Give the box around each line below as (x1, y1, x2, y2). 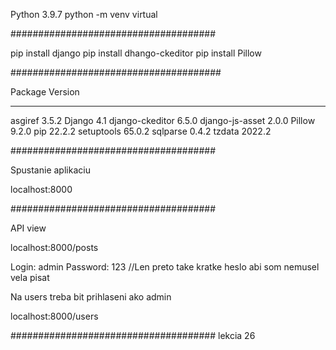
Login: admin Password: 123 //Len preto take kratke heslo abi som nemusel (10, 261, 320, 273)
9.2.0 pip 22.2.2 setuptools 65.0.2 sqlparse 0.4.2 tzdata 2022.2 (10, 125, 272, 137)
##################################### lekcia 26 (10, 330, 256, 341)
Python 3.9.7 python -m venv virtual (10, 9, 158, 20)
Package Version (10, 86, 80, 98)
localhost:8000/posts (10, 242, 99, 253)
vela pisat (10, 272, 50, 283)
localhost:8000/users (10, 310, 99, 322)
